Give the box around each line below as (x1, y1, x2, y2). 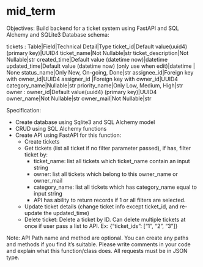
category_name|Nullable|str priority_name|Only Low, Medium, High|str (6, 81, 183, 89)
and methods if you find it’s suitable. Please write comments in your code (6, 240, 191, 248)
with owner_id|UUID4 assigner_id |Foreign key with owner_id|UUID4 (6, 75, 179, 82)
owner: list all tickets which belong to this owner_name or (33, 170, 179, 178)
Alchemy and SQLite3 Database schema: (6, 31, 109, 38)
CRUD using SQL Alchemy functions (15, 125, 107, 132)
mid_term (6, 4, 56, 18)
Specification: (6, 106, 42, 114)
